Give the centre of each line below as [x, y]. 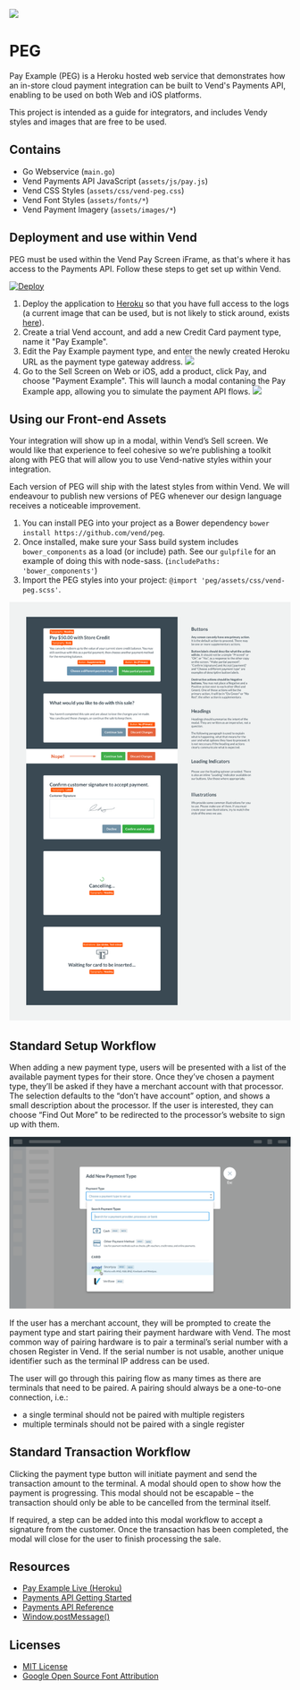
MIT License [45, 1667]
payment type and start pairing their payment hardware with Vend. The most [150, 1332]
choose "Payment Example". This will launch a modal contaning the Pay [154, 380]
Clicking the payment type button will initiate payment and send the [133, 1473]
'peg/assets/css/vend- [243, 581]
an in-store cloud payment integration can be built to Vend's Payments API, [147, 85]
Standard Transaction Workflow [100, 1452]
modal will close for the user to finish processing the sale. [115, 1539]
